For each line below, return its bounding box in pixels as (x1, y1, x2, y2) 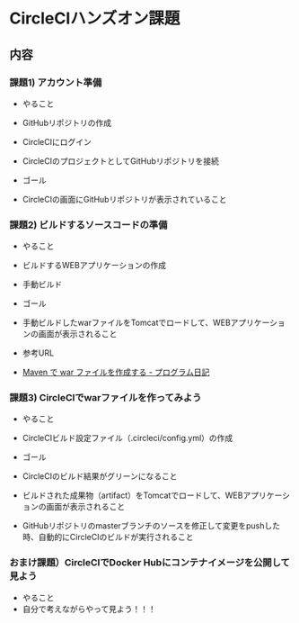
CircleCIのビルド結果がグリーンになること (22, 471, 178, 482)
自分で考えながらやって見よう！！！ (22, 603, 157, 614)
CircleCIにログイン (22, 136, 92, 147)
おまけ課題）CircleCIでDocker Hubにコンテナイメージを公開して (9, 556, 290, 569)
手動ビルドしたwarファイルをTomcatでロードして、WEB (22, 317, 231, 329)
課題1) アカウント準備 (9, 76, 102, 88)
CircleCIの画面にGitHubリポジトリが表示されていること (22, 194, 227, 204)
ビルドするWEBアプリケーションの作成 (22, 260, 166, 271)
